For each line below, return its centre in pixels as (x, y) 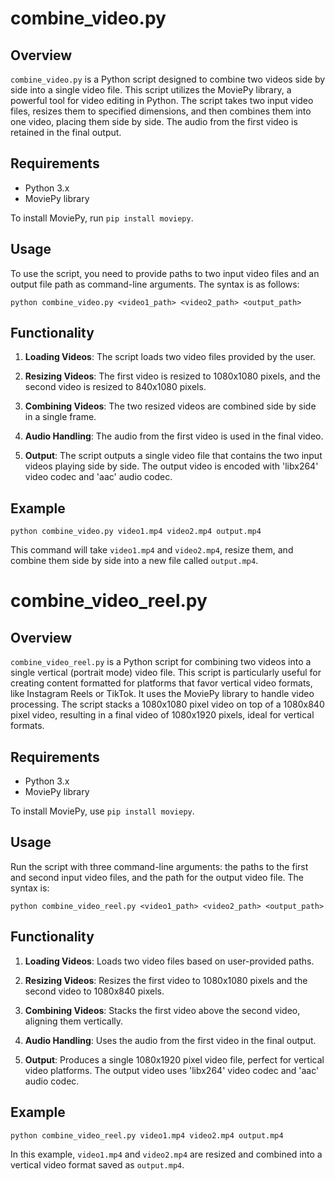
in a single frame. (60, 417)
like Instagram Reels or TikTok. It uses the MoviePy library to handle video (162, 694)
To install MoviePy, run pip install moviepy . (102, 218)
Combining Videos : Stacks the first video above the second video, (162, 1010)
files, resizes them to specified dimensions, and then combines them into (161, 111)
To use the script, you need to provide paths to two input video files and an (165, 273)
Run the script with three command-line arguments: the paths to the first (159, 866)
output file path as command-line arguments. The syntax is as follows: (155, 284)
